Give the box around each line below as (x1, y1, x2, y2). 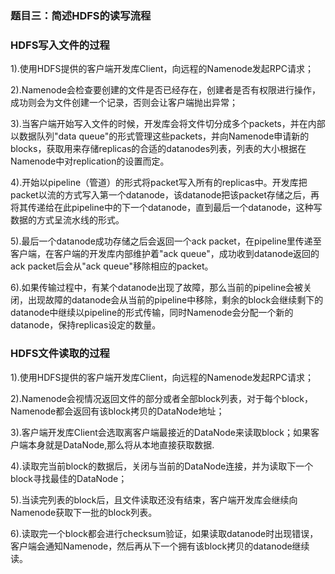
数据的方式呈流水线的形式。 (10, 214, 125, 226)
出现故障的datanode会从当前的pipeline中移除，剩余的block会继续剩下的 (27, 294, 324, 306)
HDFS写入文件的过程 (10, 38, 110, 52)
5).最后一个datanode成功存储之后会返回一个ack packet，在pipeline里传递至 (10, 235, 322, 247)
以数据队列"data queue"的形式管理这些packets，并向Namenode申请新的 (10, 130, 310, 142)
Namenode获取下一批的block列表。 (10, 506, 158, 518)
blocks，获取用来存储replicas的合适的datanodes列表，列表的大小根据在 (10, 143, 307, 155)
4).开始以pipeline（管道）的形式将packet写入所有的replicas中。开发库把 (10, 177, 308, 189)
